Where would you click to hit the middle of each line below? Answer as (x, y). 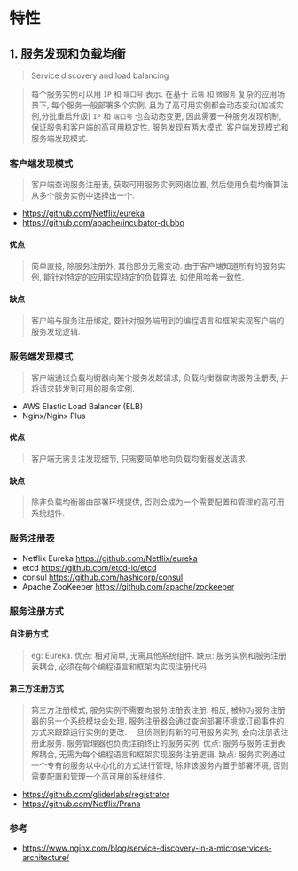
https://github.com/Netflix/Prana (81, 804)
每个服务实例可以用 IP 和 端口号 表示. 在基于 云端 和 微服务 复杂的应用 (154, 94)
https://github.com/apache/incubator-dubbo (103, 223)
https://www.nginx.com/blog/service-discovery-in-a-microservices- (147, 848)
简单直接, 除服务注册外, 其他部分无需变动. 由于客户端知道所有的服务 (154, 265)
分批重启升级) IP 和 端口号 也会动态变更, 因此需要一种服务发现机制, (161, 116)
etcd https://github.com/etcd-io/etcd (89, 567)
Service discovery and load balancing (100, 75)
